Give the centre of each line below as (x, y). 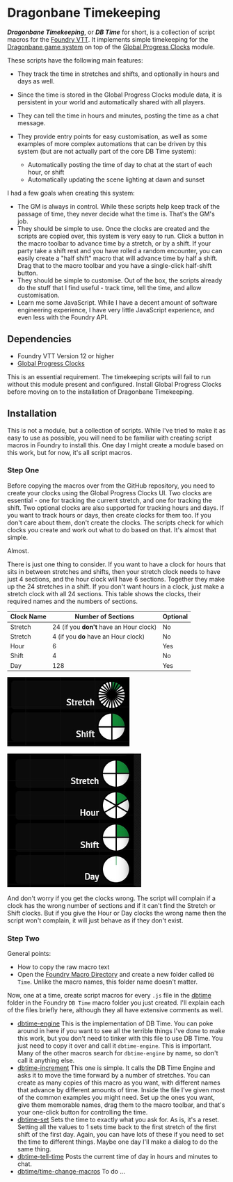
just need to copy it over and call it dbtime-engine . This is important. (114, 1046)
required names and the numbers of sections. (72, 601)
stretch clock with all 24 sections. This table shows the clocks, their (104, 593)
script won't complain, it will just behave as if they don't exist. (95, 920)
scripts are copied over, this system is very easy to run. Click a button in (120, 236)
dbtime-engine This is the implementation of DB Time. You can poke (115, 1023)
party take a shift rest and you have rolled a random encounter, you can (120, 250)
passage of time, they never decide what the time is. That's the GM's (116, 214)
